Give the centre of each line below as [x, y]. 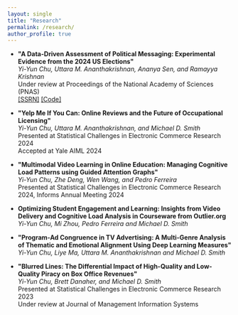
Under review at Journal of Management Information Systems [108, 304]
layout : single [30, 14]
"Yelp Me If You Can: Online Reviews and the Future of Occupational [120, 113]
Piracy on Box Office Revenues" [90, 274]
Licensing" [34, 121]
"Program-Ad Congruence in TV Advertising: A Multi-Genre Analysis [121, 237]
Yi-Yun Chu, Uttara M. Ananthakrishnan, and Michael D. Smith [109, 128]
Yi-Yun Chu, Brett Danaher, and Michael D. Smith [90, 282]
